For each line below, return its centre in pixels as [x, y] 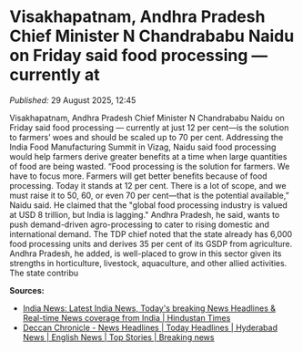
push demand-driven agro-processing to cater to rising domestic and [140, 224]
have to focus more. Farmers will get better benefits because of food [138, 176]
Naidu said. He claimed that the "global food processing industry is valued [149, 205]
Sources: [27, 290]
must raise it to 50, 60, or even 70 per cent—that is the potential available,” [149, 195]
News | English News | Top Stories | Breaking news [118, 337]
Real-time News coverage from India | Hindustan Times [126, 317]
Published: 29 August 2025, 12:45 [73, 100]
